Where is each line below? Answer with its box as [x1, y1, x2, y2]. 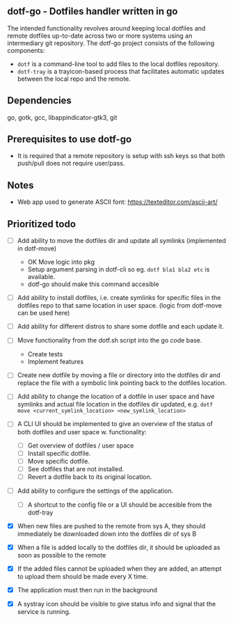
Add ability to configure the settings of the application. [17, 487, 174, 495]
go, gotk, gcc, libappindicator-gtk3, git [7, 113, 118, 121]
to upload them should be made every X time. [17, 572, 148, 581]
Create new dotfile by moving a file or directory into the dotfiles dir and [17, 371, 220, 379]
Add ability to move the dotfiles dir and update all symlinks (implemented [17, 237, 226, 245]
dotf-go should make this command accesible [27, 280, 159, 288]
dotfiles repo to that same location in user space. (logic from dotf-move [17, 301, 223, 310]
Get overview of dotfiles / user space [27, 441, 134, 450]
